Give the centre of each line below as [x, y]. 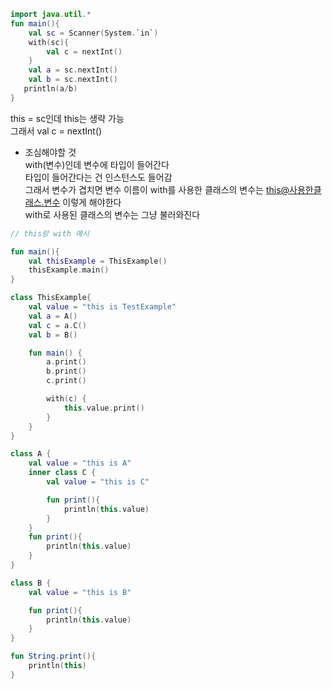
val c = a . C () [57, 325]
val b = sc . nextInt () [73, 80]
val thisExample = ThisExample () [98, 261]
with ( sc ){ [49, 42]
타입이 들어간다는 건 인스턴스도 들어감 [98, 177]
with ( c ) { [66, 399]
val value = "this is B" [80, 592]
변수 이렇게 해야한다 [82, 202]
